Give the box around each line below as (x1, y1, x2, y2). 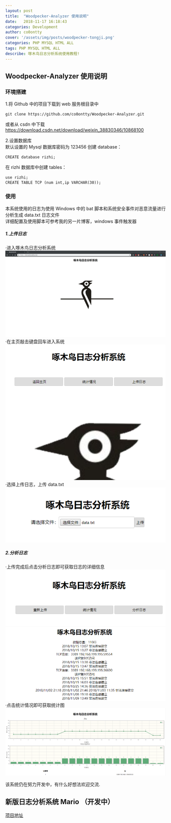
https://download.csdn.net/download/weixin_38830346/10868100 (5, 127, 144, 133)
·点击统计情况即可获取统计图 (5, 702, 65, 708)
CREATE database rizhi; (5, 155, 56, 160)
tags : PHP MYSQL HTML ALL (5, 46, 60, 51)
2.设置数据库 (5, 137, 32, 144)
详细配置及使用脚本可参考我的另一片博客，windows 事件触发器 (5, 218, 137, 224)
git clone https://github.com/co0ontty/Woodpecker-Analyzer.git (5, 112, 145, 117)
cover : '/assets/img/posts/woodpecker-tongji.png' (5, 35, 115, 40)
